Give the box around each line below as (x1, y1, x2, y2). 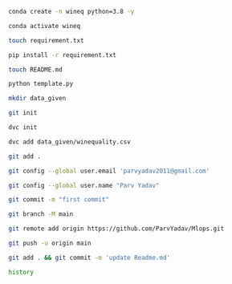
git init (8, 109, 38, 117)
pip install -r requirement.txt (8, 51, 116, 59)
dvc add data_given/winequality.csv (8, 137, 131, 146)
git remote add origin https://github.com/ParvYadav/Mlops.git (8, 225, 225, 233)
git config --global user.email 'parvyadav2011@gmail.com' (8, 167, 210, 175)
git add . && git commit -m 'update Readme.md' (8, 254, 171, 262)
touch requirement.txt (8, 36, 84, 44)
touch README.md (8, 65, 63, 74)
